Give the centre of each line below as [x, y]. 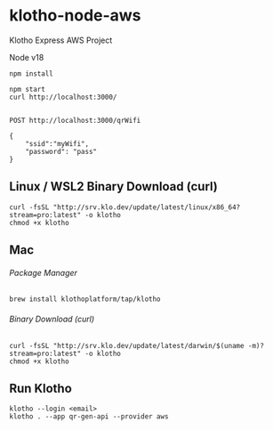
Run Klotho [41, 388]
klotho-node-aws [75, 16]
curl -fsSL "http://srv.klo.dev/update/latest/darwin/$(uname [127, 345]
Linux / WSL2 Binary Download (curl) [113, 187]
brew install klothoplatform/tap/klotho [85, 299]
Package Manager [44, 272]
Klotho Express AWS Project [61, 40]
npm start [28, 89]
